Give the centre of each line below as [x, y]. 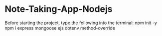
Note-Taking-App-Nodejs [59, 9]
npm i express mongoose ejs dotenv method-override [60, 28]
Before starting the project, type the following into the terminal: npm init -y [81, 23]
